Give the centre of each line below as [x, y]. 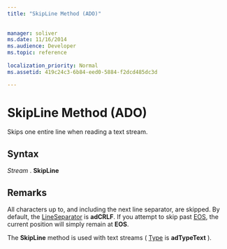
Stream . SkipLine [33, 171]
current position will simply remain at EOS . [68, 225]
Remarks [27, 193]
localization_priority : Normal [53, 66]
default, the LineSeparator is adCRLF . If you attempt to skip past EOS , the [113, 217]
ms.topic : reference [37, 53]
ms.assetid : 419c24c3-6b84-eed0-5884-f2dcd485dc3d [82, 72]
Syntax [23, 154]
